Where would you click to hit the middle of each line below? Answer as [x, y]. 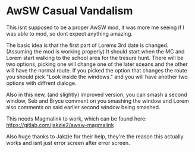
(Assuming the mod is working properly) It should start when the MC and [95, 51]
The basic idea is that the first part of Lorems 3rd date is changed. [87, 45]
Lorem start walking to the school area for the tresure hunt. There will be [95, 58]
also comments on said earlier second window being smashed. [83, 107]
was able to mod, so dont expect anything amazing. [69, 33]
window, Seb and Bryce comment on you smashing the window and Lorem [97, 101]
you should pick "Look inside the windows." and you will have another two [97, 77]
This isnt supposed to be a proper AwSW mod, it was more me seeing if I [95, 27]
